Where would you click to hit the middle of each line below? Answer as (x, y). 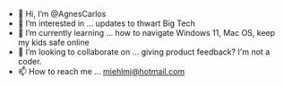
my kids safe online (53, 42)
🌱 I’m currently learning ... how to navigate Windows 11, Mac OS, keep (146, 33)
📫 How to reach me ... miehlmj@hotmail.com (101, 71)
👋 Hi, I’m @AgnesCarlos (62, 14)
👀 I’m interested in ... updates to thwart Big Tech (106, 23)
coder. (30, 61)
